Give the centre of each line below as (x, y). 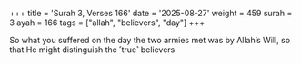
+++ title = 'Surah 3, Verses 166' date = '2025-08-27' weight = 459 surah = (151, 13)
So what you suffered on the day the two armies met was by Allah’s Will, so (150, 40)
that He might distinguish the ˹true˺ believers (92, 50)
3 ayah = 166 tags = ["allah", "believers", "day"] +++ (107, 23)
